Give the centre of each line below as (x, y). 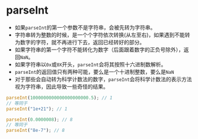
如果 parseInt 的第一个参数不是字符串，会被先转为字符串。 (85, 27)
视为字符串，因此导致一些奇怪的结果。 (61, 86)
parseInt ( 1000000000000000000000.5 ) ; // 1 (59, 98)
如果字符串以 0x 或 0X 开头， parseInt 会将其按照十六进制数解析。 (90, 64)
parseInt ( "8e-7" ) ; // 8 (36, 131)
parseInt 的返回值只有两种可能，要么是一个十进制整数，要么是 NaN (94, 72)
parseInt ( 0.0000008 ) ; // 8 (39, 119)
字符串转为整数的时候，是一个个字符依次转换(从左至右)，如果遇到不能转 (103, 35)
